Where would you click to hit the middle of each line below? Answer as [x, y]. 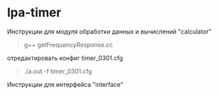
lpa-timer [34, 13]
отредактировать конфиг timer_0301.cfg [65, 58]
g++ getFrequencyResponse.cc [68, 44]
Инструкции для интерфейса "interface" [65, 84]
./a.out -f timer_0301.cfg [58, 71]
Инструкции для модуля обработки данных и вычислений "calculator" [109, 31]
